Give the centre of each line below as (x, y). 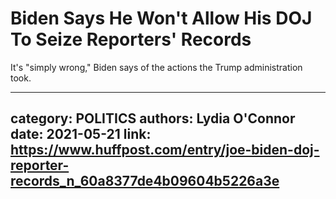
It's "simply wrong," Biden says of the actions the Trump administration (156, 67)
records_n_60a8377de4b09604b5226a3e (145, 181)
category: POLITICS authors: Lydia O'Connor (153, 118)
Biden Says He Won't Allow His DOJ (161, 18)
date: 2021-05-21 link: (81, 134)
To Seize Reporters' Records (131, 39)
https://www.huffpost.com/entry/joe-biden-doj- (165, 150)
